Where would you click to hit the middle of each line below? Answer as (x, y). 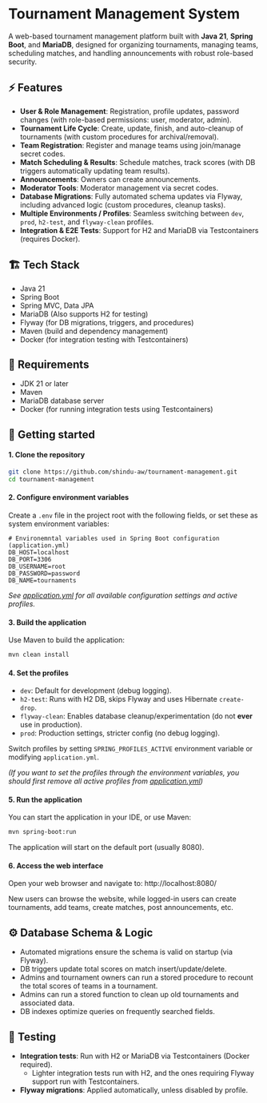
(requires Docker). (50, 239)
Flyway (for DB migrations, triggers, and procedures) (107, 322)
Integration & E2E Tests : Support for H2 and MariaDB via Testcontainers (139, 230)
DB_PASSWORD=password (44, 574)
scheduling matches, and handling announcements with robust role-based (131, 53)
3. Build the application (47, 622)
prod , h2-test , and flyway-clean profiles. (87, 222)
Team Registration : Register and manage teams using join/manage (130, 145)
